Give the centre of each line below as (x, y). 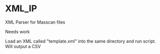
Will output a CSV (23, 46)
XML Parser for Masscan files (35, 22)
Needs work (18, 31)
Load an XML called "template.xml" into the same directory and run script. (81, 41)
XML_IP (21, 9)
